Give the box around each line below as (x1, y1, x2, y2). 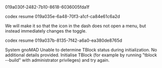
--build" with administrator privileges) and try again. (5, 57, 110, 63)
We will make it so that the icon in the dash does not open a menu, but (5, 23, 146, 29)
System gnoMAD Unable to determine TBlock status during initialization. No (5, 47, 157, 52)
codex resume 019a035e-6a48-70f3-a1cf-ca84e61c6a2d (5, 14, 121, 19)
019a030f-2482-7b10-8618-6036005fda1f (5, 4, 90, 10)
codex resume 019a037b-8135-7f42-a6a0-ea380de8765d (5, 37, 122, 43)
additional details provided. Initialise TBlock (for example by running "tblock (5, 52, 157, 58)
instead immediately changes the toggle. (5, 28, 87, 34)
